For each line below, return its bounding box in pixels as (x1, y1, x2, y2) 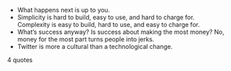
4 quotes (7, 56, 33, 64)
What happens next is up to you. (17, 6, 110, 14)
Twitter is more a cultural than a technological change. (17, 43, 173, 50)
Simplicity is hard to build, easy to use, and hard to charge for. (17, 13, 195, 21)
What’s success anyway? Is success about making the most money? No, (17, 28, 225, 36)
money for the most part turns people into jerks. (17, 35, 155, 43)
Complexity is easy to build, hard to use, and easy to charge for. (17, 21, 200, 28)
